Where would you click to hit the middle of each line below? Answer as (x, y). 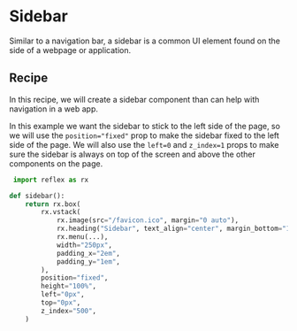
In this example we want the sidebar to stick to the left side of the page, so (145, 126)
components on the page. (56, 163)
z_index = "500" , (69, 311)
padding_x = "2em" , (88, 253)
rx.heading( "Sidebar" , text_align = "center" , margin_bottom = (169, 229)
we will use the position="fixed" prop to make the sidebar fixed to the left (145, 135)
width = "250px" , (84, 245)
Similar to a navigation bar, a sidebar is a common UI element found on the (145, 41)
